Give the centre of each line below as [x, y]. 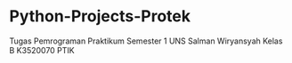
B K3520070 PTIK [42, 50]
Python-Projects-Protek [100, 16]
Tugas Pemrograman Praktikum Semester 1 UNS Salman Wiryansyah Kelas [146, 41]
